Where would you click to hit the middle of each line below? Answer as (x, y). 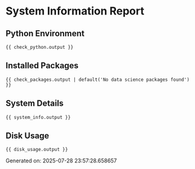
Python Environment (45, 33)
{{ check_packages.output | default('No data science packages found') (97, 80)
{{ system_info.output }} (38, 117)
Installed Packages (42, 65)
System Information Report (75, 11)
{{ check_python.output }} (40, 47)
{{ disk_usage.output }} (37, 150)
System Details (35, 104)
